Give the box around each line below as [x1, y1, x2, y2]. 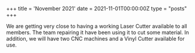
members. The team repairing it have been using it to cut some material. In [6, 29, 189, 36]
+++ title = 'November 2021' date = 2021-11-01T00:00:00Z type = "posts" [6, 5, 187, 12]
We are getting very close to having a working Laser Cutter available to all [6, 23, 187, 29]
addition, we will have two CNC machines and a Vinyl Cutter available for [6, 35, 185, 42]
